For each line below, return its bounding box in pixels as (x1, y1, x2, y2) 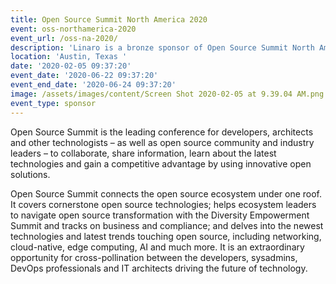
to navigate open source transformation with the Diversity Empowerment (10, 209, 310, 221)
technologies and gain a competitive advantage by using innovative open (10, 157, 312, 170)
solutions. (10, 168, 51, 180)
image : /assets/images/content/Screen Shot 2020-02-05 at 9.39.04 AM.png (10, 89, 325, 99)
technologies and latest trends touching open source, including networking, (10, 230, 322, 242)
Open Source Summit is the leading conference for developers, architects (10, 126, 314, 138)
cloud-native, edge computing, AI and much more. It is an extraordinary (10, 241, 305, 253)
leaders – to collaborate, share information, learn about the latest (10, 147, 277, 159)
